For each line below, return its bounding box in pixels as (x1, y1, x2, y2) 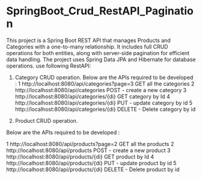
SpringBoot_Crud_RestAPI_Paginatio (6, 4, 194, 18)
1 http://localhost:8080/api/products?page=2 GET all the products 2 (6, 140, 174, 147)
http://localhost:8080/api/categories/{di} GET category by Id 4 (14, 93, 170, 100)
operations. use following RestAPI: (6, 62, 91, 69)
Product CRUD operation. (14, 117, 78, 124)
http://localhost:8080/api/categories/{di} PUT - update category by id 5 (14, 99, 193, 106)
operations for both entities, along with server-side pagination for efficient (6, 49, 190, 56)
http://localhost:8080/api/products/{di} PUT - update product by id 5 (6, 159, 177, 166)
